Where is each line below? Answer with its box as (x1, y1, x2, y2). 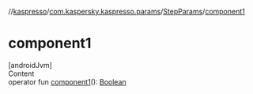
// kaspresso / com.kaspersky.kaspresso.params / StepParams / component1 (8, 7, 245, 16)
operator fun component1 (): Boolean (8, 77, 126, 86)
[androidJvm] (8, 60, 53, 70)
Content (8, 69, 35, 78)
